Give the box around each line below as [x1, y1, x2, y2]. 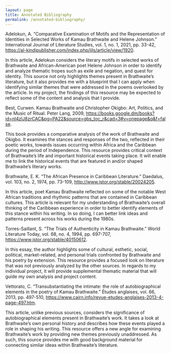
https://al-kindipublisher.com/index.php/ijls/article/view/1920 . [5, 47, 135, 54]
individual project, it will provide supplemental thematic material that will [5, 268, 157, 274]
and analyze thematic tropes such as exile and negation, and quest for [5, 68, 153, 74]
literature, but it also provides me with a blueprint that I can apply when [5, 79, 155, 85]
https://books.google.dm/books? [86, 110, 155, 116]
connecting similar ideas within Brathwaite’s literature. [5, 342, 119, 348]
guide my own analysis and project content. [5, 273, 97, 280]
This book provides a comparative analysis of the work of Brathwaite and [5, 131, 159, 137]
